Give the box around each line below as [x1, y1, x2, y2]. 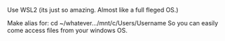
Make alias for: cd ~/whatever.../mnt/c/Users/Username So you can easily [7, 19, 219, 27]
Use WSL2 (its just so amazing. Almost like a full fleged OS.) [7, 6, 179, 14]
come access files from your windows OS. [7, 27, 128, 34]
